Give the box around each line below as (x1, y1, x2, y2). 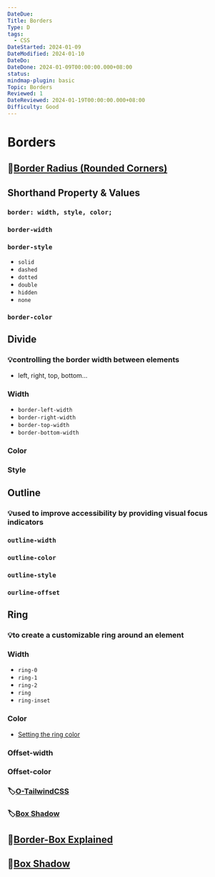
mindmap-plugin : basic (7, 76, 75, 84)
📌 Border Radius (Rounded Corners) (7, 162, 168, 175)
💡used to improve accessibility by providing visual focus (7, 508, 209, 518)
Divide (7, 334, 37, 346)
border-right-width (17, 414, 76, 421)
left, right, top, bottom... (17, 371, 88, 379)
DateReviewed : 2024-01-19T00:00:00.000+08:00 (7, 97, 145, 104)
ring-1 (17, 674, 38, 682)
